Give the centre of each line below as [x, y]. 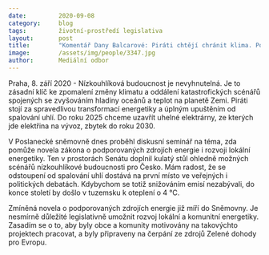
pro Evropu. [28, 242]
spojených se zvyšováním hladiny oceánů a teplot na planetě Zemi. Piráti [128, 100]
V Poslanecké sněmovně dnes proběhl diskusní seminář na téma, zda [123, 141]
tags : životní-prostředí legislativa [85, 30]
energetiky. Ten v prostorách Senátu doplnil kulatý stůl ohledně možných [128, 158]
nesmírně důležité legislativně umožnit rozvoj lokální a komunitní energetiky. [134, 217]
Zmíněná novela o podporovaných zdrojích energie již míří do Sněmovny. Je [133, 208]
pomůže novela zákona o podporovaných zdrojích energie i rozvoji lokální [129, 150]
